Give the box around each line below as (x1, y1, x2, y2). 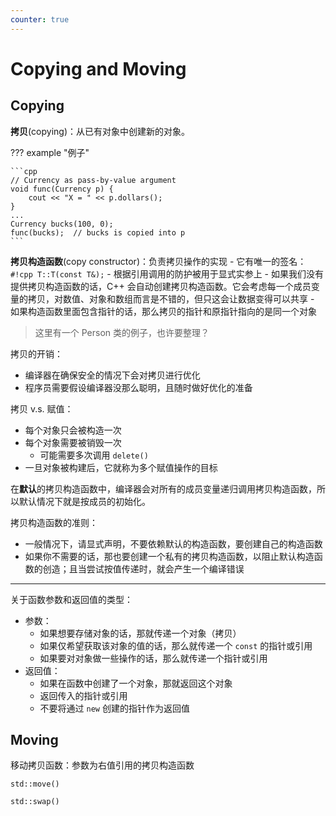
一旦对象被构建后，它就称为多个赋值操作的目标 (24, 461, 218, 473)
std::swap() (10, 797, 60, 807)
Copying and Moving (10, 57, 187, 80)
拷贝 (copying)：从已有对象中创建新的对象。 (10, 125, 191, 137)
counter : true (10, 14, 70, 25)
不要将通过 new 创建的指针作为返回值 (39, 702, 190, 714)
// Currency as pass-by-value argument (10, 175, 177, 185)
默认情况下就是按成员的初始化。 (18, 495, 151, 507)
